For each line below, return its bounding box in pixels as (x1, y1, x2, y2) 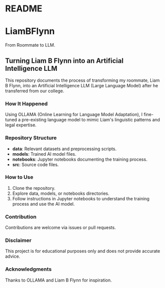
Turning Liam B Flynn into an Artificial (5, 57, 124, 65)
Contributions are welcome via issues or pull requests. (5, 225, 116, 230)
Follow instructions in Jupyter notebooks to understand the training (12, 195, 150, 201)
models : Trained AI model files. (12, 151, 77, 157)
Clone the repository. (12, 185, 55, 191)
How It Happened (5, 100, 48, 107)
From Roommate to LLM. (5, 42, 55, 48)
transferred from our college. (5, 88, 64, 94)
